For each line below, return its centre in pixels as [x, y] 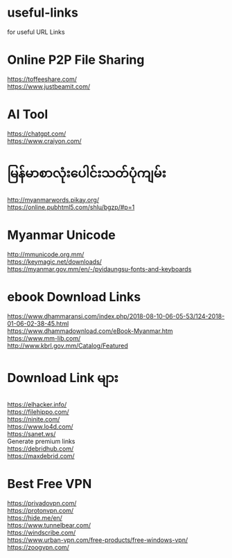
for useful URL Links [36, 32]
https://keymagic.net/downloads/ [55, 262]
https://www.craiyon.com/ [44, 141]
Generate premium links [41, 441]
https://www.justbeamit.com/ [49, 86]
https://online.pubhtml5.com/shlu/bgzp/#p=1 [71, 207]
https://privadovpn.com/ [42, 503]
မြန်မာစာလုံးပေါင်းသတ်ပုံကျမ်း [87, 173]
